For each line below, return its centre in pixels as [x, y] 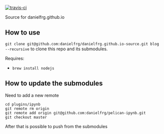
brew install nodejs [33, 68]
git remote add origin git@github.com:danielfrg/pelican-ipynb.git [76, 113]
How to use [23, 33]
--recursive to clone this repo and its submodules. [56, 49]
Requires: [15, 58]
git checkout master [26, 117]
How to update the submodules [54, 84]
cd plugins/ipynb [23, 104]
